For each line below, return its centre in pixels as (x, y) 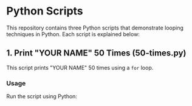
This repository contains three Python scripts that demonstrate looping (95, 28)
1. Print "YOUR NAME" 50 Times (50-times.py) (96, 53)
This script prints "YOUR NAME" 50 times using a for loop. (80, 67)
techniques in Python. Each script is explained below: (73, 34)
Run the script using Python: (42, 96)
